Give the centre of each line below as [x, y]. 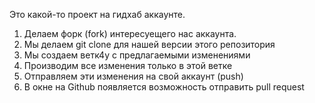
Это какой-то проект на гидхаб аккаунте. [97, 14]
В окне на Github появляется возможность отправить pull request [164, 87]
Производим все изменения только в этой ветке [128, 65]
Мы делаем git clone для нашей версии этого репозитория [149, 44]
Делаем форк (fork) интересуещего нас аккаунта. [130, 33]
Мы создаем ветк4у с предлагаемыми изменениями [137, 55]
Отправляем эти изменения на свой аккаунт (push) [133, 76]
